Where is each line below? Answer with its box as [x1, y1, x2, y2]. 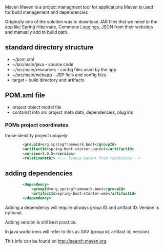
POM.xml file [5, 91, 45, 100]
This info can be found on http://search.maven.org [5, 238, 106, 244]
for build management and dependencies [5, 9, 88, 15]
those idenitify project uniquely [5, 132, 67, 138]
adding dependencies [5, 169, 73, 177]
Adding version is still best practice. [5, 219, 77, 225]
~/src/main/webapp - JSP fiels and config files [12, 72, 106, 78]
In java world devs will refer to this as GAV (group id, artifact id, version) [5, 228, 150, 234]
